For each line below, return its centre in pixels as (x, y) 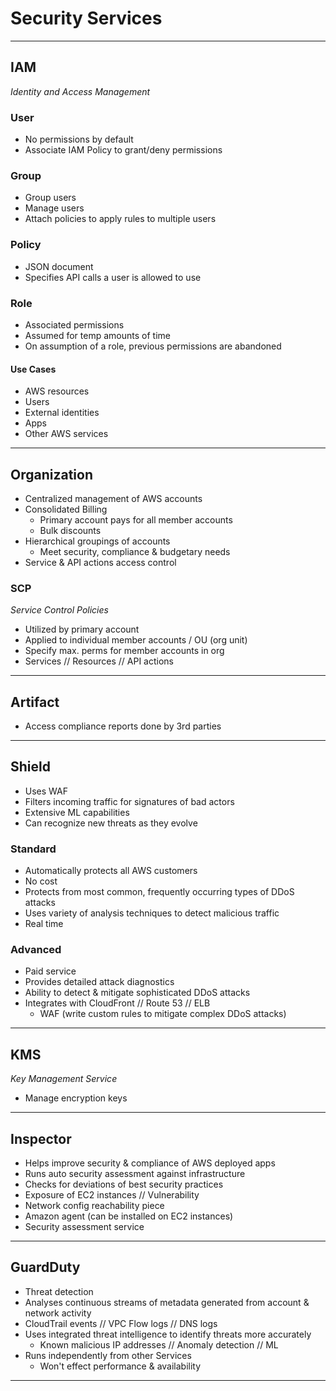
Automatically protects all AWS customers (111, 871)
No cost (41, 881)
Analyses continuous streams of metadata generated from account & (167, 1302)
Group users (50, 198)
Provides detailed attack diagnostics (99, 982)
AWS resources (57, 391)
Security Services (86, 18)
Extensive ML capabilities (77, 812)
